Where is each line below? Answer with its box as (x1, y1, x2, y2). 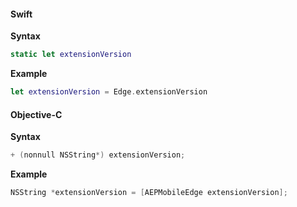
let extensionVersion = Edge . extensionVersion (10, 87, 208, 97)
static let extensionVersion (10, 50, 132, 60)
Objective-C (10, 108, 63, 120)
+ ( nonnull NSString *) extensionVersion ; (10, 150, 186, 160)
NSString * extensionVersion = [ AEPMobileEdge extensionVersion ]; (10, 188, 288, 198)
